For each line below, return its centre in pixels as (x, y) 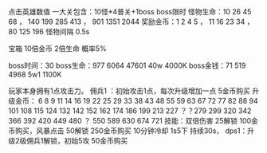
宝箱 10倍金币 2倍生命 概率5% (57, 49)
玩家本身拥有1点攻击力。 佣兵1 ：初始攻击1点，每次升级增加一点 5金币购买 (130, 91)
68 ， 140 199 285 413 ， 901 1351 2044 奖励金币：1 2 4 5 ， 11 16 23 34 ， (131, 22)
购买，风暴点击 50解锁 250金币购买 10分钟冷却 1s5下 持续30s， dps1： (131, 131)
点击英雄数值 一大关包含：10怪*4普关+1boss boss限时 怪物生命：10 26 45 (130, 12)
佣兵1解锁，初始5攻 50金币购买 (77, 141)
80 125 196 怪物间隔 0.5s (49, 31)
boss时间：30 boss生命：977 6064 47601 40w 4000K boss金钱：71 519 (127, 65)
